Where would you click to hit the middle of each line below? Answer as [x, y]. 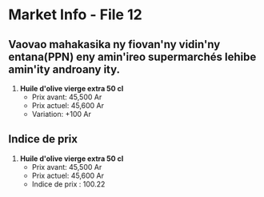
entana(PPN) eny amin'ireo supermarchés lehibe [132, 56]
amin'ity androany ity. [64, 69]
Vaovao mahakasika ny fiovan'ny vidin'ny [114, 44]
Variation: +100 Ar [62, 114]
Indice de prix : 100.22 [68, 184]
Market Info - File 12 [75, 15]
